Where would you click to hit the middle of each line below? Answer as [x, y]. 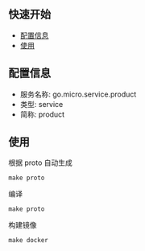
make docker [28, 241]
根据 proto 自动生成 [40, 163]
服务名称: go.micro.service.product [78, 94]
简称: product [42, 114]
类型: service [41, 104]
